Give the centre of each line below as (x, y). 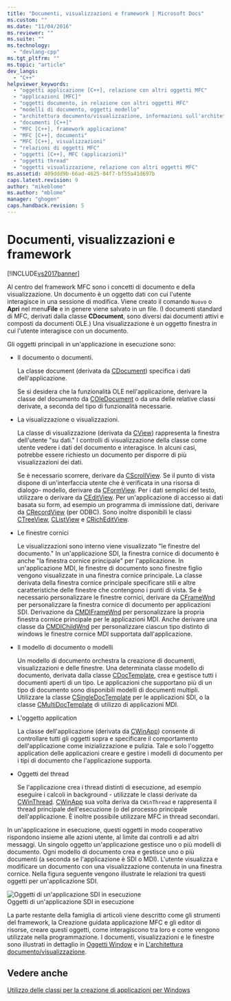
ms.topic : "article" (37, 65)
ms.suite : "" (26, 39)
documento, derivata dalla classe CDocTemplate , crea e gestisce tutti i (117, 675)
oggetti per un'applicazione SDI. (53, 881)
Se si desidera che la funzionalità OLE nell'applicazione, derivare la (112, 391)
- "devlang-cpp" (36, 52)
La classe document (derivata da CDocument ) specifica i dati (104, 371)
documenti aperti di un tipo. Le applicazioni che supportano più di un (114, 682)
